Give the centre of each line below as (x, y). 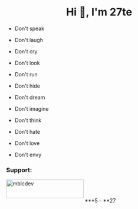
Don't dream (30, 97)
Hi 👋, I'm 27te (99, 12)
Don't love (27, 143)
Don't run (26, 74)
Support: (19, 170)
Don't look (27, 63)
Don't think (28, 120)
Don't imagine (32, 108)
